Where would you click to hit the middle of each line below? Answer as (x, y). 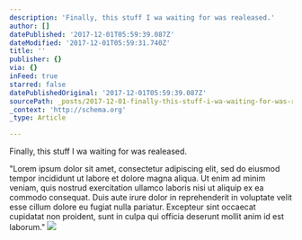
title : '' (28, 51)
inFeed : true (34, 76)
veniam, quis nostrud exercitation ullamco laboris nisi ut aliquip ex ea (137, 188)
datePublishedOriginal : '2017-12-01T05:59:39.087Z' (108, 93)
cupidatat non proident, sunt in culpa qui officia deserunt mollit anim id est (147, 217)
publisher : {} (36, 59)
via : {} (24, 68)
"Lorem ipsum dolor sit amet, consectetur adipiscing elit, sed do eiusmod (145, 169)
